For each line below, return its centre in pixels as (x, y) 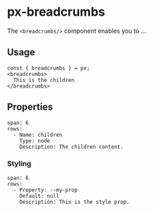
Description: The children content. (72, 147)
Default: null (39, 196)
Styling (19, 163)
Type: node (35, 141)
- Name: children (38, 135)
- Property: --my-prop (45, 190)
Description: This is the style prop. (74, 202)
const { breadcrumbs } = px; (48, 68)
